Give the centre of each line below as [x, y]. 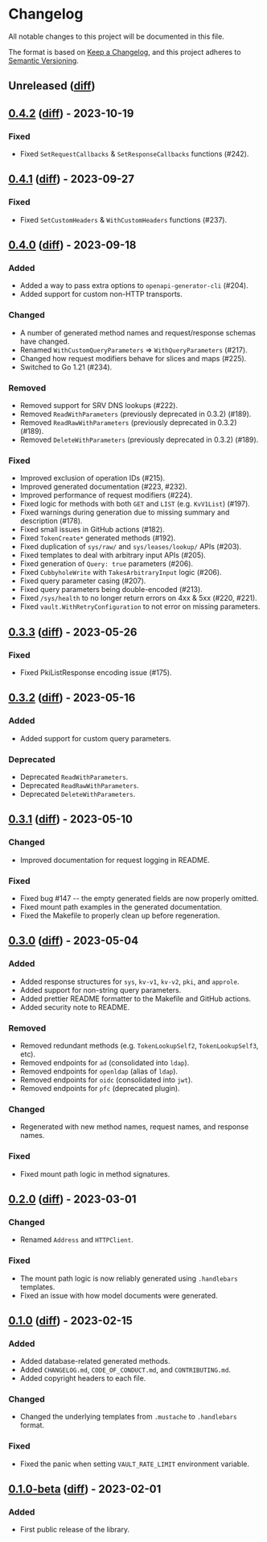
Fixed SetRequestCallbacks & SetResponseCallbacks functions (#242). [134, 154]
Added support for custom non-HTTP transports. [101, 294]
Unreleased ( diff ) [52, 86]
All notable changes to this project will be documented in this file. [117, 36]
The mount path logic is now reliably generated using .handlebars [129, 1278]
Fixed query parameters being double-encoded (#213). [111, 590]
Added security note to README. [75, 1007]
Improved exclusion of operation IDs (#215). [92, 478]
